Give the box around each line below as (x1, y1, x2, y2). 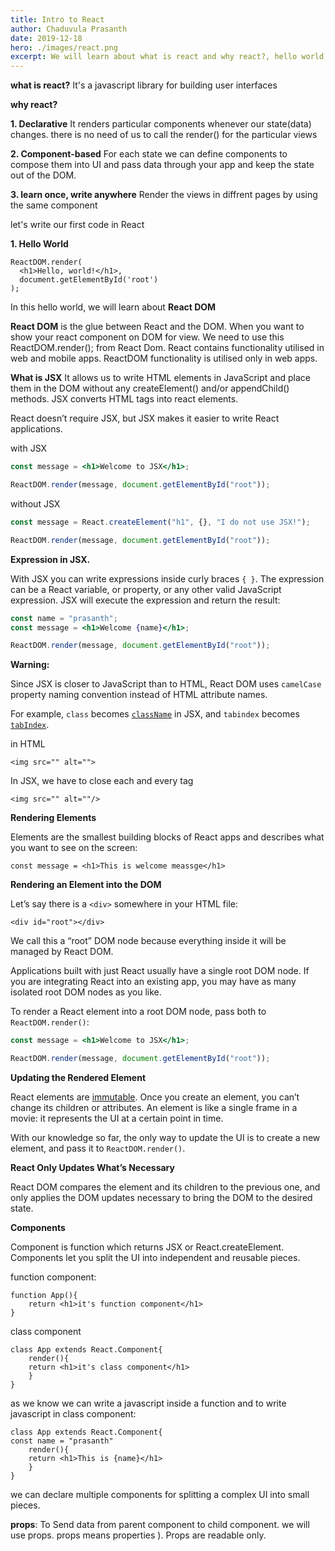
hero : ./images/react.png (10, 42, 118, 53)
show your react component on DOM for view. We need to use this (10, 331, 285, 343)
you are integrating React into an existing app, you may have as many (10, 976, 297, 988)
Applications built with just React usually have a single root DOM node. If (10, 965, 310, 977)
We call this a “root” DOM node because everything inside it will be (10, 935, 287, 947)
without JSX (10, 497, 61, 510)
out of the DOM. (10, 169, 77, 181)
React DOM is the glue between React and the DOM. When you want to (10, 321, 305, 333)
